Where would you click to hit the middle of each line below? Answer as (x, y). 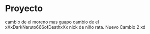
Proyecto (24, 8)
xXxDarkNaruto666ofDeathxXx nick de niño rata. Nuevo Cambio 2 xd (75, 27)
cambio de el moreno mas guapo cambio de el (52, 22)
